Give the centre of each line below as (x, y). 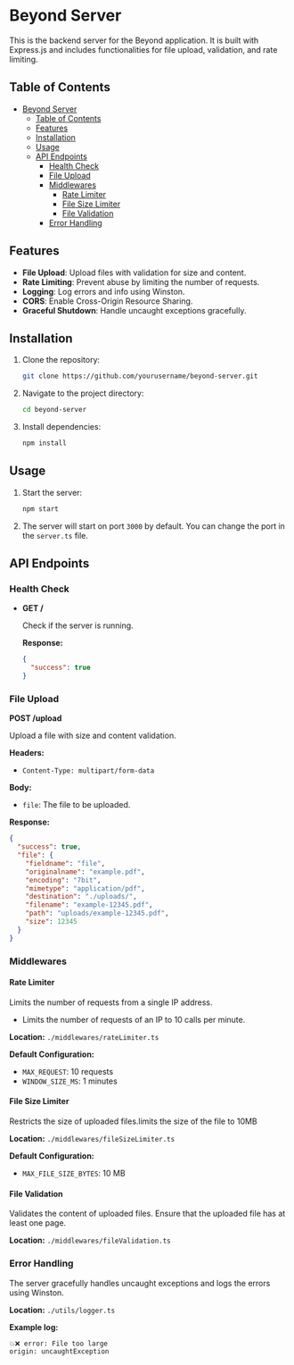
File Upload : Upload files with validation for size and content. (134, 272)
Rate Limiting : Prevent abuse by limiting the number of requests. (141, 281)
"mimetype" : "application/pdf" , (85, 888)
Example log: (34, 1327)
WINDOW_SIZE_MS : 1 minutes (69, 1081)
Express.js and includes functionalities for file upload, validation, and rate (143, 49)
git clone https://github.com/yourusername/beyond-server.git (140, 376)
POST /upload (36, 718)
